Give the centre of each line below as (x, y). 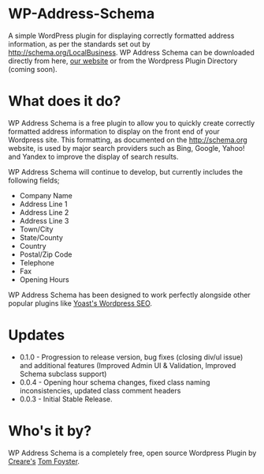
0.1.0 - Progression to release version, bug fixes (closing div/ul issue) (131, 357)
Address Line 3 (44, 220)
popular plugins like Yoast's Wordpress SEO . (80, 303)
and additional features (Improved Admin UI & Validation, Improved (128, 365)
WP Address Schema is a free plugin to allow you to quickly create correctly (132, 122)
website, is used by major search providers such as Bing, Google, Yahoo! (126, 148)
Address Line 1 (43, 204)
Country (33, 246)
